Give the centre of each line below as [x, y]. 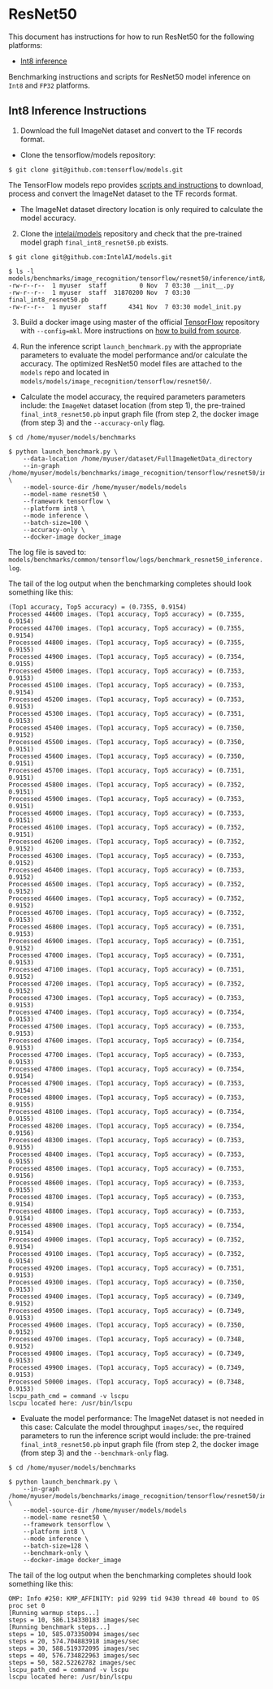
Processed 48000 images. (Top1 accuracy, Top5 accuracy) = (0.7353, [127, 1098]
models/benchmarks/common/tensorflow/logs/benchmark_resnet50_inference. [136, 560]
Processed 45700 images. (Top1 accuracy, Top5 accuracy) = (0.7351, [127, 770]
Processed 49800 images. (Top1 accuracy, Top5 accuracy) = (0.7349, [127, 1353]
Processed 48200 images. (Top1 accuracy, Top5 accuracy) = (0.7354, [127, 1126]
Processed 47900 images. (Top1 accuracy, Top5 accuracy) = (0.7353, [127, 1083]
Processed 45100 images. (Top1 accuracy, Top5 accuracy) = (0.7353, [127, 685]
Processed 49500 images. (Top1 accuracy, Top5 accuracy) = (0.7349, [127, 1310]
